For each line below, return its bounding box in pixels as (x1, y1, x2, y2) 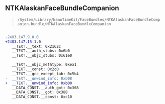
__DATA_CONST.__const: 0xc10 (11, 95, 72, 100)
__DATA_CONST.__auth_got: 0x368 (11, 85, 79, 90)
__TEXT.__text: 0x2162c (11, 44, 61, 49)
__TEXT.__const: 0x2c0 (11, 67, 59, 72)
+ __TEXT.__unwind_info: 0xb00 (5, 81, 72, 86)
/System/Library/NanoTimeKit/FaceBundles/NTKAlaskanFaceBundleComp (17, 17, 160, 22)
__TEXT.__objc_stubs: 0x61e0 (11, 53, 72, 58)
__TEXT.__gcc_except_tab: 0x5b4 (11, 71, 79, 76)
